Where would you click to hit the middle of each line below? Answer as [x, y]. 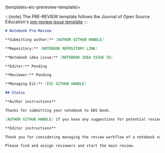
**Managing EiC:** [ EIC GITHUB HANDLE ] [46, 84]
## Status [15, 93]
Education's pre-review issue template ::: [47, 22]
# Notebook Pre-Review [28, 31]
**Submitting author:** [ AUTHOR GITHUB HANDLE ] [55, 39]
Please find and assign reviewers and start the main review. [70, 146]
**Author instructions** [30, 102]
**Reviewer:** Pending [28, 75]
